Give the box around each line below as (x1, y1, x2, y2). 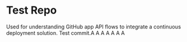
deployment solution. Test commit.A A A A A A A (6, 29, 125, 36)
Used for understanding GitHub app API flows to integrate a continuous (6, 23, 182, 30)
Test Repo (6, 4, 57, 17)
